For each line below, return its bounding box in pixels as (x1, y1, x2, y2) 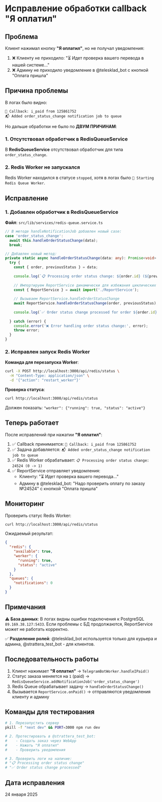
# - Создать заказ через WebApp (5, 738, 77, 743)
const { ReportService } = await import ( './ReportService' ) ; (13, 287, 139, 292)
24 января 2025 (5, 791, 38, 798)
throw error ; (13, 328, 40, 333)
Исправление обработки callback (5, 3, 147, 14)
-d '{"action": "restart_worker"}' (9, 378, 81, 383)
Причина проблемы (5, 87, 68, 95)
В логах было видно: (5, 99, 47, 105)
